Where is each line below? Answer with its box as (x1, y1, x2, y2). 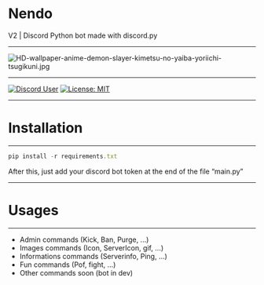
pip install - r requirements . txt (8, 152, 118, 160)
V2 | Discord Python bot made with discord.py (8, 31, 158, 40)
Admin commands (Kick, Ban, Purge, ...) (19, 235, 149, 244)
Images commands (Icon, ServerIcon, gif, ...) (19, 243, 164, 252)
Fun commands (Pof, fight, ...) (19, 260, 116, 269)
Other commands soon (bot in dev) (19, 268, 134, 277)
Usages (8, 201, 59, 219)
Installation (8, 119, 83, 137)
